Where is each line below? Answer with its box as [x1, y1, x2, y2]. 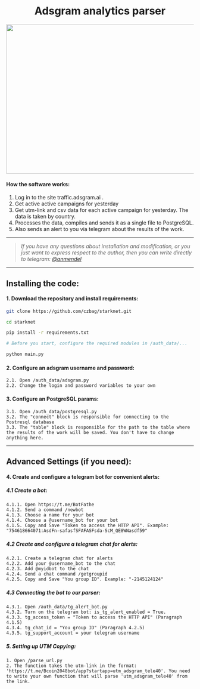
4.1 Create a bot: [6, 487, 48, 494]
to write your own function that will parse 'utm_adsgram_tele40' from [6, 673, 187, 679]
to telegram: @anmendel [20, 256, 82, 263]
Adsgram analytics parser [35, 4, 165, 18]
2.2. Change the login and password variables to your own [6, 383, 156, 389]
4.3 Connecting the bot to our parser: [6, 589, 101, 596]
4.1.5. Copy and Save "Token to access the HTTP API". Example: [6, 522, 169, 529]
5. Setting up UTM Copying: [6, 643, 76, 650]
